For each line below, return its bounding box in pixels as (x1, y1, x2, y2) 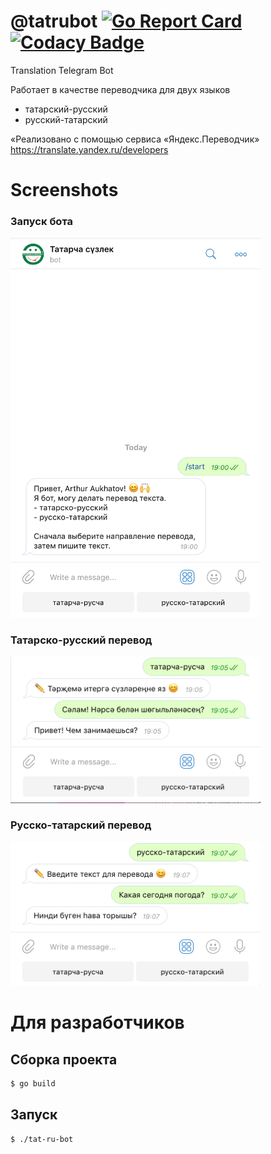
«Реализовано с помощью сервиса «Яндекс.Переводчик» (10, 133, 260, 145)
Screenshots (10, 179, 119, 202)
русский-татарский (24, 113, 108, 125)
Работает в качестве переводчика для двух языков (10, 83, 231, 95)
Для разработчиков (10, 1011, 185, 1034)
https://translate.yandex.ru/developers (10, 143, 169, 155)
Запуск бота (10, 215, 74, 229)
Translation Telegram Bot (10, 64, 114, 76)
